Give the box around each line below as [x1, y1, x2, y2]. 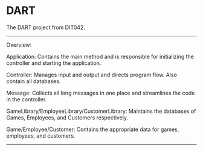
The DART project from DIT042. [6, 24, 86, 31]
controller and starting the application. [6, 59, 101, 67]
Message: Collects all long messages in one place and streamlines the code [6, 89, 195, 96]
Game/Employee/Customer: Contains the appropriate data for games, [6, 126, 179, 133]
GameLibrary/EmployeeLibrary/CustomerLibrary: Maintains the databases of [6, 107, 196, 115]
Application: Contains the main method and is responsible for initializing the [6, 53, 195, 60]
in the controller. [6, 95, 47, 103]
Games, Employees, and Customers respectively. [6, 113, 129, 121]
